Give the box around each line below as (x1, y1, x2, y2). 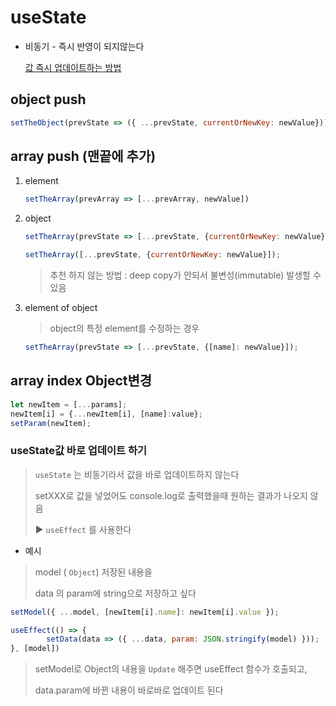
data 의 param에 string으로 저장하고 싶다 (34, 587, 197, 599)
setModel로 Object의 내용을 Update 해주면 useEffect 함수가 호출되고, (34, 663, 308, 675)
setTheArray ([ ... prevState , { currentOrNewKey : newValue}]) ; (24, 250, 281, 260)
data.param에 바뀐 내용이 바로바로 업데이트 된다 (34, 684, 224, 696)
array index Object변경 (10, 372, 153, 390)
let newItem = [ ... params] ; (10, 399, 128, 410)
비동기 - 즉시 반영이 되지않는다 (24, 40, 145, 52)
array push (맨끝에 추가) (10, 148, 157, 165)
